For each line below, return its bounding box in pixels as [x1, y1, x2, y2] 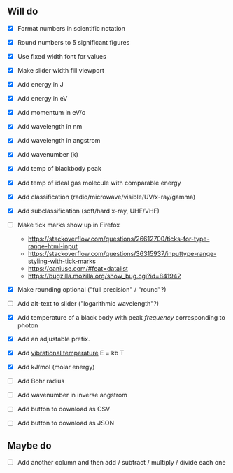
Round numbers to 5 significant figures [17, 38, 130, 46]
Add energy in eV [17, 94, 68, 103]
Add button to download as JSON [17, 419, 114, 428]
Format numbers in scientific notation [17, 24, 126, 32]
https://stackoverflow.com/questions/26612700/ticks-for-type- [27, 234, 210, 243]
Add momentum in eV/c [17, 108, 86, 117]
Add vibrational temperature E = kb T [17, 349, 125, 357]
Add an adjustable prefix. [17, 334, 90, 343]
